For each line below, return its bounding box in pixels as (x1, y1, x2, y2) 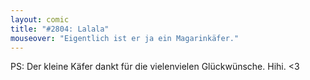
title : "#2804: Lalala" (10, 24, 110, 34)
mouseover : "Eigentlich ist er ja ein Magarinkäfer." (10, 33, 240, 43)
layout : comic (10, 14, 70, 25)
